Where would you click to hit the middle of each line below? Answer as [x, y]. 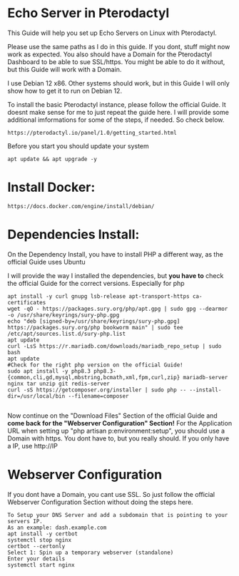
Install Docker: [51, 187]
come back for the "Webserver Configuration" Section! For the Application [120, 423]
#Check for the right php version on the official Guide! [95, 365]
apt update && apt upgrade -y [52, 159]
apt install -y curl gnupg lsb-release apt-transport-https [99, 296]
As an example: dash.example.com [57, 528]
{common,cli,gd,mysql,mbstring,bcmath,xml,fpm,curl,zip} [94, 377]
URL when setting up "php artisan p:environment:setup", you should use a [116, 431]
